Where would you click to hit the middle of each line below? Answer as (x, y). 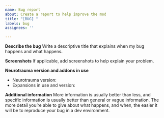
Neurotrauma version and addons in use (47, 71)
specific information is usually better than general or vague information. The (82, 100)
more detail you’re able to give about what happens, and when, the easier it (81, 105)
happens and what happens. (34, 52)
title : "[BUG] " (22, 19)
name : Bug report (23, 10)
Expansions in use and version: (43, 85)
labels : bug (17, 23)
